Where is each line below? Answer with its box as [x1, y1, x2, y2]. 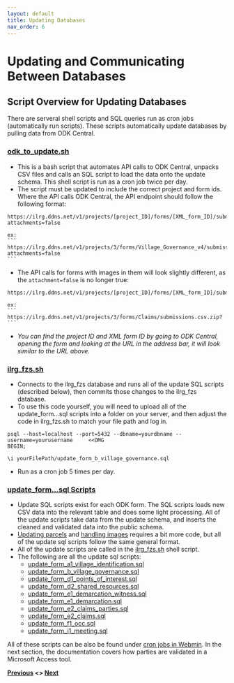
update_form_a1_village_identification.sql [27, 560, 144, 568]
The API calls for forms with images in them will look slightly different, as [17, 268, 226, 277]
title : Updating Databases [7, 17, 86, 24]
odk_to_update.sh [7, 147, 70, 156]
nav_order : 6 [7, 23, 45, 30]
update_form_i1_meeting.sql [27, 626, 108, 636]
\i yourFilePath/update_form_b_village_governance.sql [7, 455, 170, 462]
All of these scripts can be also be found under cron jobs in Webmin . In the [7, 640, 221, 649]
